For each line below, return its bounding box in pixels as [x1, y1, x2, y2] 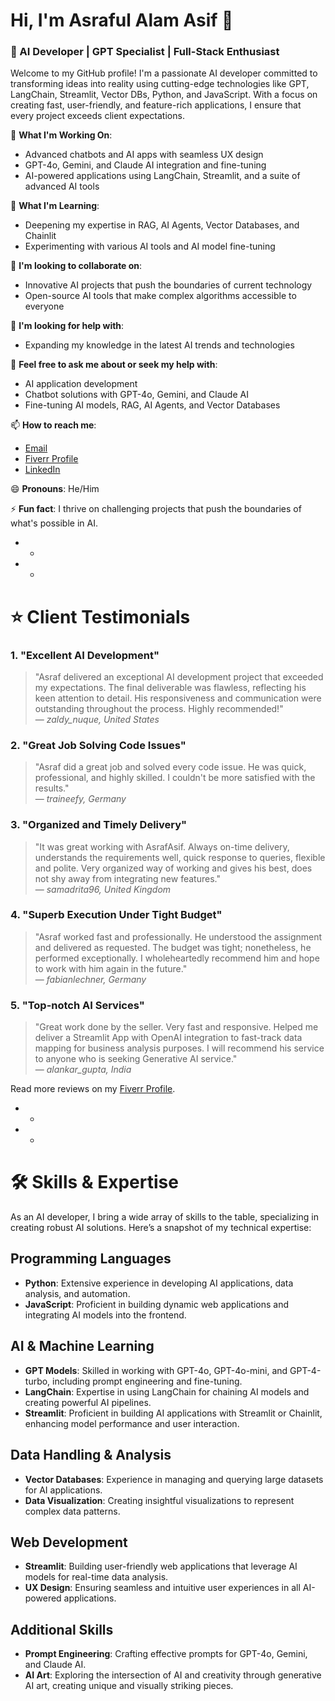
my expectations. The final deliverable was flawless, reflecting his [34, 681, 307, 693]
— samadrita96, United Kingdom [34, 883, 172, 895]
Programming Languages [10, 1250, 172, 1268]
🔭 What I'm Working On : [10, 129, 113, 141]
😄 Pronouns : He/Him [10, 483, 100, 495]
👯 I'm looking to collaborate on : [10, 260, 143, 272]
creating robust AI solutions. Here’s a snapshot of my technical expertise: [10, 1222, 312, 1234]
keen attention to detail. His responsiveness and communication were [34, 692, 322, 704]
